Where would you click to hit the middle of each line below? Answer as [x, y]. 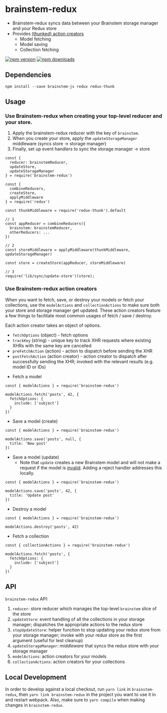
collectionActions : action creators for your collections [69, 662]
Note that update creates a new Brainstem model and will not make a [90, 462]
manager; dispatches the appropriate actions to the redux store [78, 624]
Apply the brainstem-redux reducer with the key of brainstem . [76, 133]
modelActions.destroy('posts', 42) [42, 527]
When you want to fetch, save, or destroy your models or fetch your [75, 300]
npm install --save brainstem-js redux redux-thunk [60, 86]
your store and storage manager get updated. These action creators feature [83, 310]
